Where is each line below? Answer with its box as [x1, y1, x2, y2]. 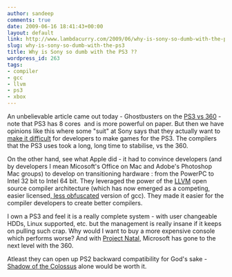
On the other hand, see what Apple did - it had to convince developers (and [7, 155, 222, 163]
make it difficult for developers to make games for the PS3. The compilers [7, 134, 217, 142]
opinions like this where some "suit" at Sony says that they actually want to [7, 127, 221, 135]
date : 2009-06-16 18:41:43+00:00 [7, 23, 104, 30]
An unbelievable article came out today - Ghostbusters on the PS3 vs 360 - [7, 112, 222, 121]
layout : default [7, 29, 54, 37]
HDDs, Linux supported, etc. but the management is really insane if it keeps [7, 220, 222, 227]
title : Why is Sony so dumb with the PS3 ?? [7, 49, 137, 56]
